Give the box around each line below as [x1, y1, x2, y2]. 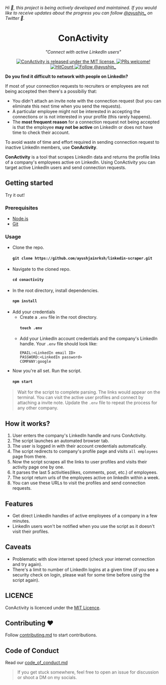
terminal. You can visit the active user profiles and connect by [17, 395, 144, 400]
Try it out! [5, 192, 25, 198]
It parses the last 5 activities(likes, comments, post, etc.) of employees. [12, 469, 158, 475]
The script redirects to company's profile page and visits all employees [12, 449, 158, 455]
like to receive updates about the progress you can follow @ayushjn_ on [5, 10, 153, 16]
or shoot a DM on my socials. [17, 675, 77, 681]
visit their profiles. [12, 528, 50, 534]
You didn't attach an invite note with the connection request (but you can [12, 98, 162, 104]
